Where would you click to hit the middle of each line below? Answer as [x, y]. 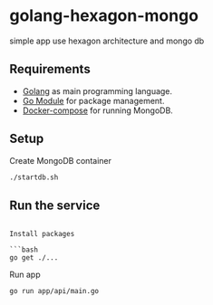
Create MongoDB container [60, 160]
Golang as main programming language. [97, 91]
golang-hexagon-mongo [104, 16]
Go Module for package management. [93, 100]
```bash [24, 250]
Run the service [55, 205]
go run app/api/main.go [54, 291]
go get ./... [34, 258]
